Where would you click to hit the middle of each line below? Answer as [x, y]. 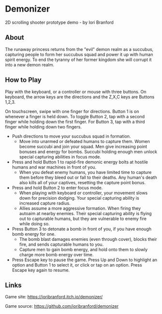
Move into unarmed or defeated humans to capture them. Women [84, 141]
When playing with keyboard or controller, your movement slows [83, 193]
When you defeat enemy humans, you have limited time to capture [85, 172]
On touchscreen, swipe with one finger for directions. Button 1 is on [72, 111]
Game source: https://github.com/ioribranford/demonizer [62, 306]
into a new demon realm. [30, 64]
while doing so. [34, 223]
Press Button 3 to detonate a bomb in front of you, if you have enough [81, 229]
